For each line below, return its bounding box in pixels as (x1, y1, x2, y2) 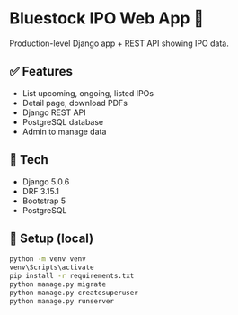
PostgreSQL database (22, 116, 104, 127)
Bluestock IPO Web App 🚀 (9, 8, 205, 29)
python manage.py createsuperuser (9, 288, 139, 297)
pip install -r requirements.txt (9, 272, 135, 281)
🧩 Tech (9, 152, 49, 167)
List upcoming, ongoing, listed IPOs (22, 87, 154, 98)
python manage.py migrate (9, 280, 106, 289)
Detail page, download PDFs (22, 97, 128, 108)
